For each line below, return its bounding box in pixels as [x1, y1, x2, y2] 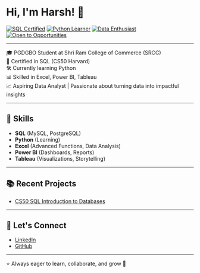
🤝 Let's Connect [6, 220, 67, 231]
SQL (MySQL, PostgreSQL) [14, 130, 82, 137]
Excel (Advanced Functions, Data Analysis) [14, 142, 121, 149]
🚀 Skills [6, 114, 34, 124]
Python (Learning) [14, 136, 61, 143]
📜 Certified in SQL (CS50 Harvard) [6, 57, 90, 65]
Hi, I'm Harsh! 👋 [6, 5, 85, 19]
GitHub [14, 243, 33, 250]
